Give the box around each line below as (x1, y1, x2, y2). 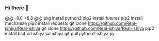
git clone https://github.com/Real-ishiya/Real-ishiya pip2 (41, 26, 154, 31)
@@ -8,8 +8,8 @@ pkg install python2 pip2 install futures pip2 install (5, 15, 143, 21)
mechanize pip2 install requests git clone (5, 20, 87, 26)
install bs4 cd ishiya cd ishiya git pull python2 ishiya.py (5, 31, 115, 37)
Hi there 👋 (5, 4, 29, 11)
